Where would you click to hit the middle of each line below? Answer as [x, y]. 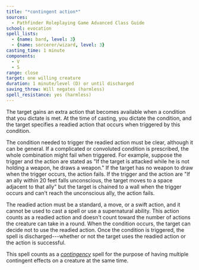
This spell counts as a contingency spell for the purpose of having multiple [97, 254]
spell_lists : [22, 34]
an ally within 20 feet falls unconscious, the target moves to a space [89, 180]
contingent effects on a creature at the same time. [67, 260]
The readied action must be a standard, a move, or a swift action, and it [93, 204]
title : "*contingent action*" [44, 12]
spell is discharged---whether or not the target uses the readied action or [96, 236]
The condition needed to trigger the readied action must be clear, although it [100, 142]
